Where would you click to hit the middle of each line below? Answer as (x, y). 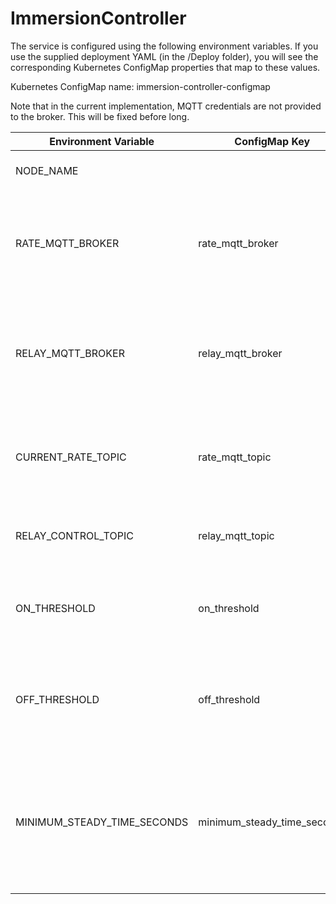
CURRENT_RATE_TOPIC (71, 457)
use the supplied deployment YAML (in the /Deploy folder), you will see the (164, 56)
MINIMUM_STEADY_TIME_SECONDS (102, 822)
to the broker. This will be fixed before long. (100, 116)
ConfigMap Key (272, 141)
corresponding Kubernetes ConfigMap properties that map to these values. (165, 67)
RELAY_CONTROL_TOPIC (74, 535)
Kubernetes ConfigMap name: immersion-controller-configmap (140, 86)
